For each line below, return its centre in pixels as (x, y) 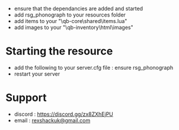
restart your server (37, 74)
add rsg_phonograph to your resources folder (70, 15)
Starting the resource (59, 51)
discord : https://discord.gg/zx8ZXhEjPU (64, 114)
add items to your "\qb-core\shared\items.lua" (71, 21)
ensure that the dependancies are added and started (79, 9)
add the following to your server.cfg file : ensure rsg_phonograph (94, 67)
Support (26, 98)
